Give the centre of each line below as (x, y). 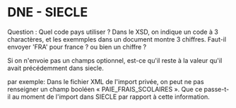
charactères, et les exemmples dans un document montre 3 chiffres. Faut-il (117, 39)
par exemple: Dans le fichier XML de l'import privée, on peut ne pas (106, 81)
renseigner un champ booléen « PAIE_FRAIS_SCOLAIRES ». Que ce (105, 89)
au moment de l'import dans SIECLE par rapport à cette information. (111, 97)
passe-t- (217, 89)
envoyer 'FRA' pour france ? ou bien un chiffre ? (77, 47)
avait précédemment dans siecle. (55, 68)
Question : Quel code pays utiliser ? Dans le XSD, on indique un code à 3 (113, 32)
